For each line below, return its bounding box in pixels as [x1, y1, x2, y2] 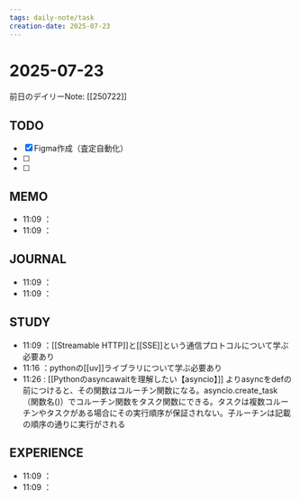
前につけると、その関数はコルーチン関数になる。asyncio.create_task [22, 385, 278, 395]
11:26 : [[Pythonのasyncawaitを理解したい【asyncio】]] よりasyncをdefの [22, 373, 293, 384]
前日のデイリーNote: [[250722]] [9, 91, 128, 102]
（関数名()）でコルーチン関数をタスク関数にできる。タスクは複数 [22, 395, 266, 406]
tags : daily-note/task [9, 13, 95, 23]
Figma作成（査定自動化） [33, 143, 129, 154]
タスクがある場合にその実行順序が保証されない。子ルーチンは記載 [46, 407, 291, 418]
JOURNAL [9, 251, 68, 267]
